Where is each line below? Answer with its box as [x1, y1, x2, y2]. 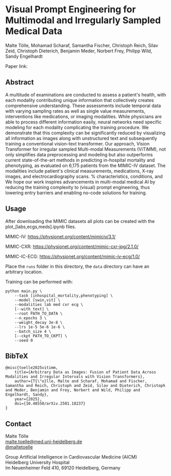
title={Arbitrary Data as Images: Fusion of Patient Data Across [14, 370, 157, 375]
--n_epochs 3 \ [14, 315, 47, 321]
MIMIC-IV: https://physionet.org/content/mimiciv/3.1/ [5, 233, 116, 239]
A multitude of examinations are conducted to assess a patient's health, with [5, 91, 166, 98]
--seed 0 [14, 338, 33, 343]
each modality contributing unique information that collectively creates [5, 97, 154, 103]
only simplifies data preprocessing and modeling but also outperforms [5, 151, 153, 157]
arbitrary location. [5, 268, 43, 275]
